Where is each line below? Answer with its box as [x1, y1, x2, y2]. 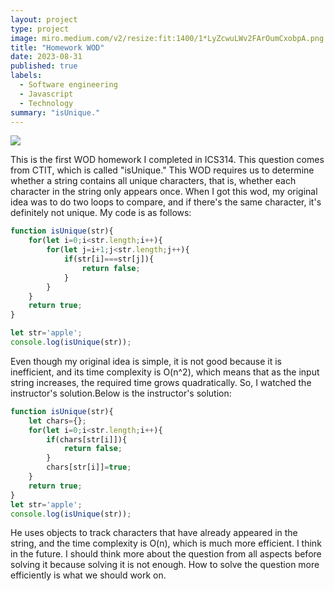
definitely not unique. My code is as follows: [10, 207, 192, 219]
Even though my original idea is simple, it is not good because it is [10, 355, 283, 367]
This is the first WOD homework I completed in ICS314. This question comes [10, 154, 325, 166]
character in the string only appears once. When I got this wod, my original [10, 186, 318, 198]
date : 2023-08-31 [10, 52, 83, 62]
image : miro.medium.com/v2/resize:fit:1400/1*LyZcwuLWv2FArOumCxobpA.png [10, 33, 325, 43]
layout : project [10, 14, 78, 25]
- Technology [19, 98, 74, 108]
